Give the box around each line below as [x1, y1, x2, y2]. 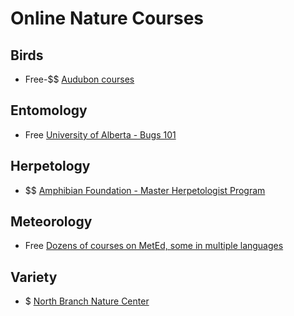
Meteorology [10, 213, 93, 231]
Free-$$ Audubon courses [24, 73, 135, 85]
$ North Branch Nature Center [24, 295, 150, 307]
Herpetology [10, 158, 91, 175]
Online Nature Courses [10, 7, 204, 30]
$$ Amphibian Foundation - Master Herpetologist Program [24, 184, 266, 196]
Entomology [10, 102, 88, 119]
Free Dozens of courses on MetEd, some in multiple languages [24, 240, 284, 252]
